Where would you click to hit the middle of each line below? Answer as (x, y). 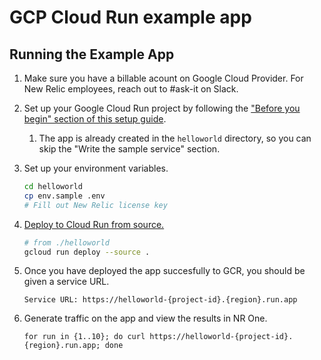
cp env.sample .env (64, 196)
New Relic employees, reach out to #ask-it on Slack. (131, 89)
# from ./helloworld (66, 242)
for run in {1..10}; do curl (84, 337)
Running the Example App (92, 54)
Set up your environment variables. (96, 168)
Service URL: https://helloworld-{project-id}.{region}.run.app (160, 300)
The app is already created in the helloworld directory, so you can (175, 138)
